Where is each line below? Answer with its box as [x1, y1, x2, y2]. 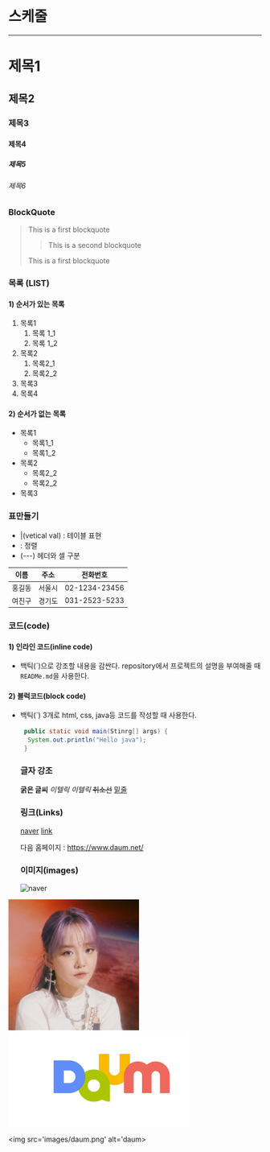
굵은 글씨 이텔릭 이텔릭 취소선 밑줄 [19, 785, 128, 795]
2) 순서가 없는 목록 [8, 408, 67, 419]
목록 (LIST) [8, 277, 50, 288]
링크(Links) [19, 807, 63, 818]
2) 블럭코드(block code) [8, 691, 87, 700]
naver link [19, 826, 53, 836]
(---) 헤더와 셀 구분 [19, 551, 80, 560]
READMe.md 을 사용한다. [19, 671, 90, 681]
